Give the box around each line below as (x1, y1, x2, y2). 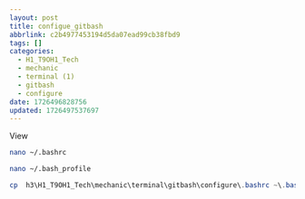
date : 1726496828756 (9, 97, 88, 107)
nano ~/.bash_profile (9, 165, 92, 174)
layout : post (9, 13, 59, 23)
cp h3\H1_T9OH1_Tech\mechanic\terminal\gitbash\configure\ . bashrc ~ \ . (9, 181, 286, 190)
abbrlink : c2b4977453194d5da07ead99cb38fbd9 (9, 30, 181, 39)
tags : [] (9, 38, 43, 48)
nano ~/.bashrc (9, 148, 67, 157)
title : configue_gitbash (9, 22, 103, 31)
